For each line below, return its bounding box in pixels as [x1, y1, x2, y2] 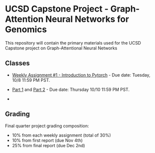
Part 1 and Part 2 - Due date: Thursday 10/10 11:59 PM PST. [12, 86, 130, 92]
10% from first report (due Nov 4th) [12, 137, 83, 143]
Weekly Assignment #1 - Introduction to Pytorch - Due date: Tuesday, [12, 72, 151, 78]
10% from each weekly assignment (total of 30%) [12, 132, 111, 138]
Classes [5, 59, 30, 67]
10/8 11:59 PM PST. [12, 77, 50, 83]
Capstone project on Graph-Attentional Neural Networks [5, 45, 118, 51]
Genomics [5, 24, 47, 35]
